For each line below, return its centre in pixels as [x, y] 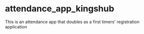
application [16, 26]
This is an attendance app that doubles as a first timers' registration [72, 22]
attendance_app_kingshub [60, 9]
